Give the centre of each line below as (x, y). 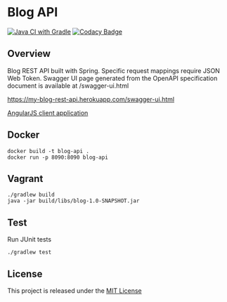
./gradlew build (31, 195)
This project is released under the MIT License (74, 291)
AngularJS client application (48, 112)
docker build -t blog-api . (48, 151)
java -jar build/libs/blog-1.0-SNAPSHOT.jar (73, 201)
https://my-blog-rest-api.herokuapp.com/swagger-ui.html (91, 99)
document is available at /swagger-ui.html (68, 86)
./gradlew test (30, 252)
